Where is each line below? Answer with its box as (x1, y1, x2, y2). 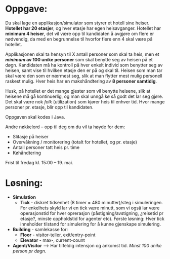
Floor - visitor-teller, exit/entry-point (20, 232, 96, 238)
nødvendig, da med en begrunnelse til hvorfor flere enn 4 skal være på (5, 36, 153, 42)
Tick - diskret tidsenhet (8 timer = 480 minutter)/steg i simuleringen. (20, 199, 163, 205)
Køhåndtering (12, 150, 41, 156)
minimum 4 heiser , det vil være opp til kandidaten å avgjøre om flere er (5, 30, 154, 36)
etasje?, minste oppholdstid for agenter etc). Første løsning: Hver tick (20, 215, 164, 221)
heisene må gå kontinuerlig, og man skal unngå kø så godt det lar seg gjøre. (5, 93, 163, 99)
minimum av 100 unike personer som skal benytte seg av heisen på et (5, 56, 153, 62)
